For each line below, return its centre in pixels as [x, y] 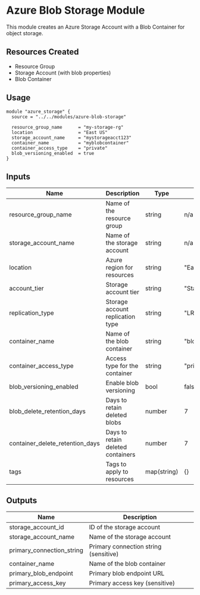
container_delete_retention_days [54, 444]
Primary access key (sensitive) [132, 583]
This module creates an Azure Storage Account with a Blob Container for [96, 27]
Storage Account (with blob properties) [63, 73]
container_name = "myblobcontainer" [70, 143]
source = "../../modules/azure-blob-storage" [69, 117]
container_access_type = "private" [60, 148]
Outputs [22, 501]
